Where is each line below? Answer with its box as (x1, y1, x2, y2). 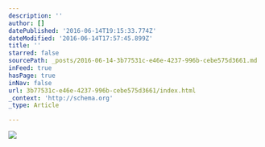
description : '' (8, 11, 63, 20)
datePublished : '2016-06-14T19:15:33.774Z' (8, 27, 157, 35)
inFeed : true (8, 64, 52, 72)
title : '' (8, 42, 42, 50)
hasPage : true (8, 71, 56, 80)
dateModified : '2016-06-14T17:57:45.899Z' (8, 34, 153, 43)
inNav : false (8, 79, 52, 87)
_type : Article (8, 101, 60, 109)
